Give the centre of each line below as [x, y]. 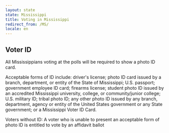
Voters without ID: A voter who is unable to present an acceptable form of [82, 119]
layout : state [20, 10]
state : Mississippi [26, 15]
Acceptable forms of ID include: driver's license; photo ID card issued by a [83, 77]
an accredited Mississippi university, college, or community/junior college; [83, 93]
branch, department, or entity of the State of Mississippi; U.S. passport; [80, 83]
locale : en [17, 29]
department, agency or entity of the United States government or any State [84, 104]
